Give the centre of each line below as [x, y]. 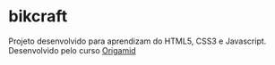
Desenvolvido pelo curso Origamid [72, 50]
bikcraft [38, 16]
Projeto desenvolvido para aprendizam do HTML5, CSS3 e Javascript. [137, 41]
